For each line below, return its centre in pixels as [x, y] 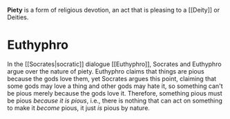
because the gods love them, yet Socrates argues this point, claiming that [112, 78]
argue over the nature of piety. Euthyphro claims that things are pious [106, 71]
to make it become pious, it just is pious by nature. [79, 108]
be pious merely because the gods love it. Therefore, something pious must [115, 93]
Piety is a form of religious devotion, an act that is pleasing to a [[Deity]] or [113, 10]
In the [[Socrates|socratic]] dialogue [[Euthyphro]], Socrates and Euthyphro [115, 64]
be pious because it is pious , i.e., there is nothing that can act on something [115, 100]
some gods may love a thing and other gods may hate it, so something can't [115, 86]
